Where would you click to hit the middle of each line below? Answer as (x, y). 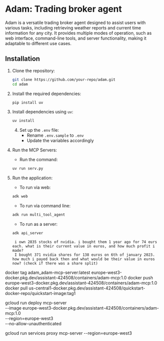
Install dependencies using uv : (43, 112)
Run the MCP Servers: (35, 150)
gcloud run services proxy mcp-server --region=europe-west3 (69, 333)
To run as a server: (38, 224)
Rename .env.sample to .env (55, 135)
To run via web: (35, 188)
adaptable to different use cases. (38, 43)
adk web (20, 196)
